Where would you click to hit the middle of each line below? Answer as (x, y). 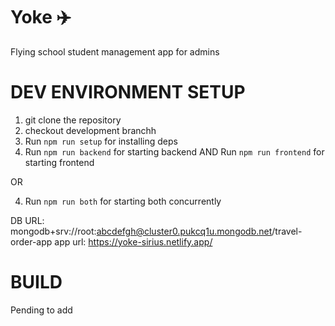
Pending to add (41, 310)
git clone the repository (73, 120)
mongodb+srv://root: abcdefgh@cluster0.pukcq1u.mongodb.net (141, 231)
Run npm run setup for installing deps (101, 141)
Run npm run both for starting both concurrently (123, 201)
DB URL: (27, 220)
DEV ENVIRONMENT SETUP (128, 92)
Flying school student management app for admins (115, 51)
